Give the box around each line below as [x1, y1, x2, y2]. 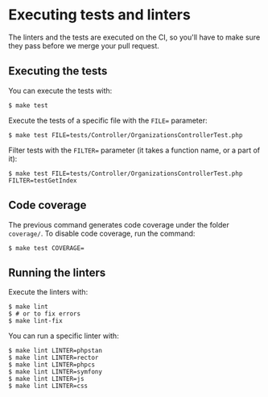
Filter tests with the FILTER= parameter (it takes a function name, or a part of [8, 145, 261, 155]
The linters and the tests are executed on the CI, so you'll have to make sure [8, 32, 261, 42]
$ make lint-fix [8, 317, 63, 325]
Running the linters [8, 265, 106, 279]
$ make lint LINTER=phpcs [8, 361, 95, 369]
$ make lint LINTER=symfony [8, 368, 103, 376]
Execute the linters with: [8, 287, 89, 297]
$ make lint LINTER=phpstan [8, 347, 103, 355]
